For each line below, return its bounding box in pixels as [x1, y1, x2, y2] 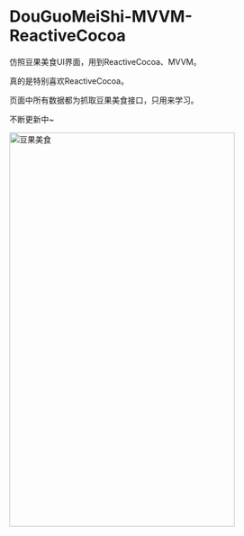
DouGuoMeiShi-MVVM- [9, 6, 193, 27]
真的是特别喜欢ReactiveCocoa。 [9, 75, 129, 86]
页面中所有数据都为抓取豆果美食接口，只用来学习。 [9, 95, 199, 105]
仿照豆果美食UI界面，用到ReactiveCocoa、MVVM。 [9, 56, 202, 67]
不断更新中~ [9, 114, 55, 124]
